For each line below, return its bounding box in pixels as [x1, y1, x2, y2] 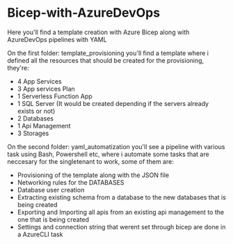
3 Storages [17, 129, 49, 137]
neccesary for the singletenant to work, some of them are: [7, 157, 174, 165]
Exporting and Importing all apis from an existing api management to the [17, 208, 225, 216]
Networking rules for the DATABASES [17, 178, 124, 186]
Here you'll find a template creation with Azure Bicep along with [7, 28, 190, 36]
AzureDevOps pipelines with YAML [7, 35, 107, 43]
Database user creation [17, 185, 85, 194]
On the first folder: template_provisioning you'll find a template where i [7, 49, 209, 57]
